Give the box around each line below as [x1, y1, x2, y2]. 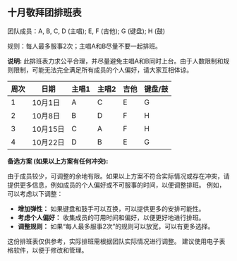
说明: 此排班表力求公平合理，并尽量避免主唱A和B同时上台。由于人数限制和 [7, 56, 224, 65]
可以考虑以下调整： [7, 189, 63, 198]
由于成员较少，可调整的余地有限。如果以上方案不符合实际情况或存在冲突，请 [7, 171, 230, 180]
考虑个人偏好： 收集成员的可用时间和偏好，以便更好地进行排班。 [17, 213, 205, 221]
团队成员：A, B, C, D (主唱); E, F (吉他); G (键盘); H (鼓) [7, 27, 166, 35]
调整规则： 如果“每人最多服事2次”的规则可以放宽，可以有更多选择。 [17, 221, 214, 231]
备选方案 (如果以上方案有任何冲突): [7, 157, 109, 165]
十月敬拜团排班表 [7, 6, 82, 19]
